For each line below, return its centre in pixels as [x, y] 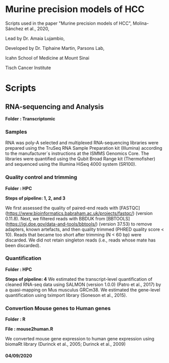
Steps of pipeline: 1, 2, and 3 [35, 198]
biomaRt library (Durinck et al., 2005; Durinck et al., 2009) [66, 344]
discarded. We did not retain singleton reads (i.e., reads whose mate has [80, 240]
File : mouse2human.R [29, 329]
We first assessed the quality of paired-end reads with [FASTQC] [73, 208]
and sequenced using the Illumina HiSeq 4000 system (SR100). [71, 164]
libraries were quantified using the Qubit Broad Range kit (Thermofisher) [80, 159]
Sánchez [14, 28]
